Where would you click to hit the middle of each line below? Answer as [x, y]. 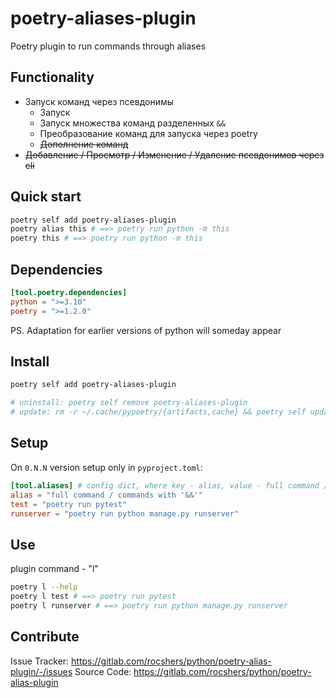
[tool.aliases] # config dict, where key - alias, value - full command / [169, 485]
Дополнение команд [84, 144]
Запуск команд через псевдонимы [99, 101]
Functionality [52, 77]
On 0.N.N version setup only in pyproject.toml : [106, 467]
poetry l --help [44, 587]
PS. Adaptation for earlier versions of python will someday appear [146, 330]
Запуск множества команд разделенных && [132, 123]
